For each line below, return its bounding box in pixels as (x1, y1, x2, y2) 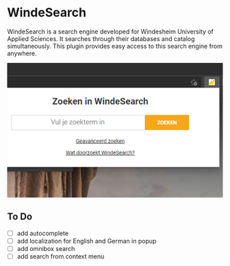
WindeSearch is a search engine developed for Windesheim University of (7, 27, 214, 36)
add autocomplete (16, 229, 69, 237)
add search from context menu (16, 252, 105, 261)
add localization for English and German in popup (16, 237, 157, 245)
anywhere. (7, 49, 37, 57)
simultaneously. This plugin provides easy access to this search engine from (7, 42, 223, 50)
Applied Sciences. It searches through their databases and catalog (7, 34, 195, 42)
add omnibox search (16, 244, 75, 252)
